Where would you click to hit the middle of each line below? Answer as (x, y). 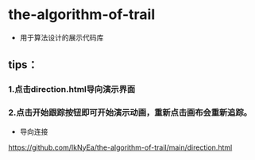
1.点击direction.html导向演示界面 (72, 90)
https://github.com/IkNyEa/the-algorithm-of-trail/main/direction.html (120, 147)
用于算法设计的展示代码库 (62, 37)
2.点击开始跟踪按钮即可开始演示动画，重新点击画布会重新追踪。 (130, 112)
